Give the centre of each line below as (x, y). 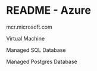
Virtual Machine (26, 38)
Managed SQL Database (36, 50)
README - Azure (48, 10)
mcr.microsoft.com (29, 27)
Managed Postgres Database (42, 61)
